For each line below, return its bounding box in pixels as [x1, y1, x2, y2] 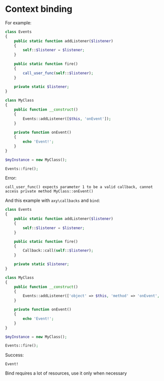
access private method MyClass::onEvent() [5, 189, 94, 194]
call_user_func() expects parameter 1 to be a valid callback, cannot [5, 185, 153, 190]
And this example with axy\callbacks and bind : [5, 197, 100, 203]
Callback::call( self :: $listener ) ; [23, 248, 94, 253]
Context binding [5, 3, 72, 15]
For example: [5, 20, 32, 26]
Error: [5, 175, 17, 181]
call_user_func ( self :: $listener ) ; [23, 71, 94, 76]
